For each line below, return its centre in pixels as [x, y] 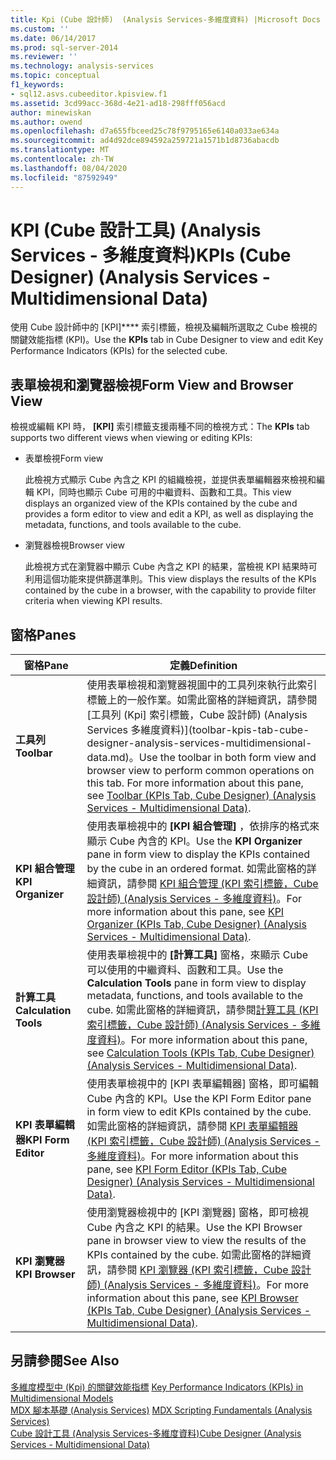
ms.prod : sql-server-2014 [64, 47]
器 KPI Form [42, 1140]
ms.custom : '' [40, 29]
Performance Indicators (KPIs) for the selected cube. [119, 351]
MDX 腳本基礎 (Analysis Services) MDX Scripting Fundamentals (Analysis [161, 1410]
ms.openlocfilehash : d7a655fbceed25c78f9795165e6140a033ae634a [145, 131]
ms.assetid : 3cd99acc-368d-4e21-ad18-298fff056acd [118, 103]
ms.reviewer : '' [44, 57]
